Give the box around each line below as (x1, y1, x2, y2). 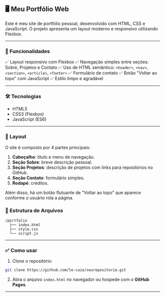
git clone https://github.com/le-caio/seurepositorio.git (5, 268, 126, 272)
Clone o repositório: (12, 258, 53, 264)
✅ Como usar (5, 247, 38, 254)
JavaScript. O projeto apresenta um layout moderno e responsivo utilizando (5, 26, 158, 31)
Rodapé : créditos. (12, 180, 49, 186)
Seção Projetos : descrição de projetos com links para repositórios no (12, 164, 153, 170)
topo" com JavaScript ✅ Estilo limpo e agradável (5, 76, 104, 81)
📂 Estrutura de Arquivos (5, 207, 63, 214)
